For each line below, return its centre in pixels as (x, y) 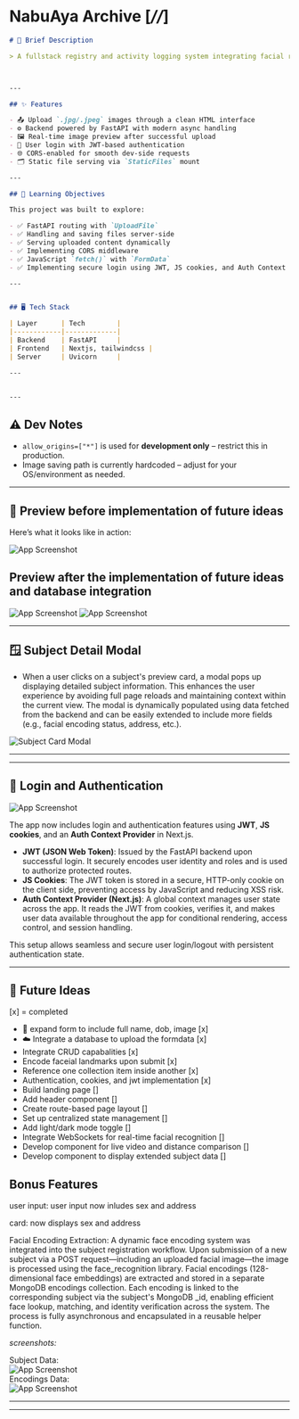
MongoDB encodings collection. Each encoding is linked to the (124, 1288)
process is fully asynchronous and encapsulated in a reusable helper (135, 1316)
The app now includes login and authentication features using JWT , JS (139, 825)
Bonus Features (54, 1184)
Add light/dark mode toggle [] (77, 1128)
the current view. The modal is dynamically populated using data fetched (155, 705)
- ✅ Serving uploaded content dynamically (90, 243)
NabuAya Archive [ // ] (89, 16)
